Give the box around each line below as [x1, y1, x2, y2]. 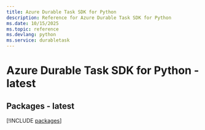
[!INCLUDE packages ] [6, 117, 62, 124]
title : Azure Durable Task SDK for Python [6, 9, 117, 15]
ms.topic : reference [6, 26, 60, 32]
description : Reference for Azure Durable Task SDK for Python [6, 15, 172, 21]
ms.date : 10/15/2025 [6, 20, 60, 26]
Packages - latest [6, 101, 75, 111]
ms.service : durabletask [6, 37, 70, 43]
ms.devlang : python [6, 32, 56, 38]
